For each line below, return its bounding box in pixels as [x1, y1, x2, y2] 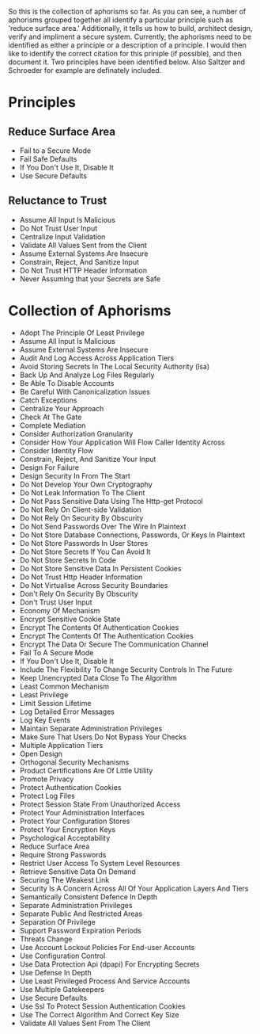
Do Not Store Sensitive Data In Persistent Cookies [19, 563, 182, 573]
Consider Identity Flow [19, 445, 94, 455]
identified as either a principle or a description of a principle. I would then [8, 40, 247, 50]
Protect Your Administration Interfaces [19, 807, 145, 817]
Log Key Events [19, 715, 71, 724]
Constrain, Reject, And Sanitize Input [19, 257, 140, 266]
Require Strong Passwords [19, 849, 107, 859]
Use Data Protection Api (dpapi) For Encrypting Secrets [19, 959, 200, 969]
